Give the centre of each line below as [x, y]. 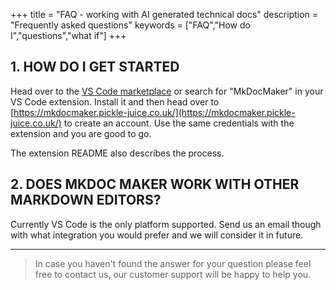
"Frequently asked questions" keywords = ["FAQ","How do [130, 25]
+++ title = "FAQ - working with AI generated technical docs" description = [164, 14]
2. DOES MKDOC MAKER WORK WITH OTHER [155, 184]
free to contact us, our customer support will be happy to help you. [173, 274]
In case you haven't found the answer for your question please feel [173, 263]
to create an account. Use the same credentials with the [179, 123]
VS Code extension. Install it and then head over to [115, 101]
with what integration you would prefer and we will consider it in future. [157, 235]
